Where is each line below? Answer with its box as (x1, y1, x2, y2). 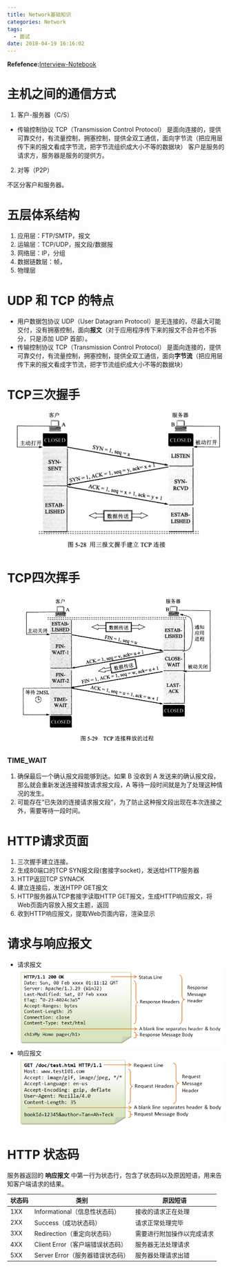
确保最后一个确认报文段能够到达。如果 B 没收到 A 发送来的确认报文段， (17, 772, 220, 780)
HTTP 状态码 (7, 1147, 80, 1163)
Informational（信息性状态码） (34, 1207, 121, 1216)
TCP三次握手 (7, 387, 81, 403)
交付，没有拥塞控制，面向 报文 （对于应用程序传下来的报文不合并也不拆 (17, 326, 217, 334)
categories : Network (7, 18, 67, 26)
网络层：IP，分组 (17, 249, 66, 257)
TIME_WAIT (7, 755, 48, 765)
